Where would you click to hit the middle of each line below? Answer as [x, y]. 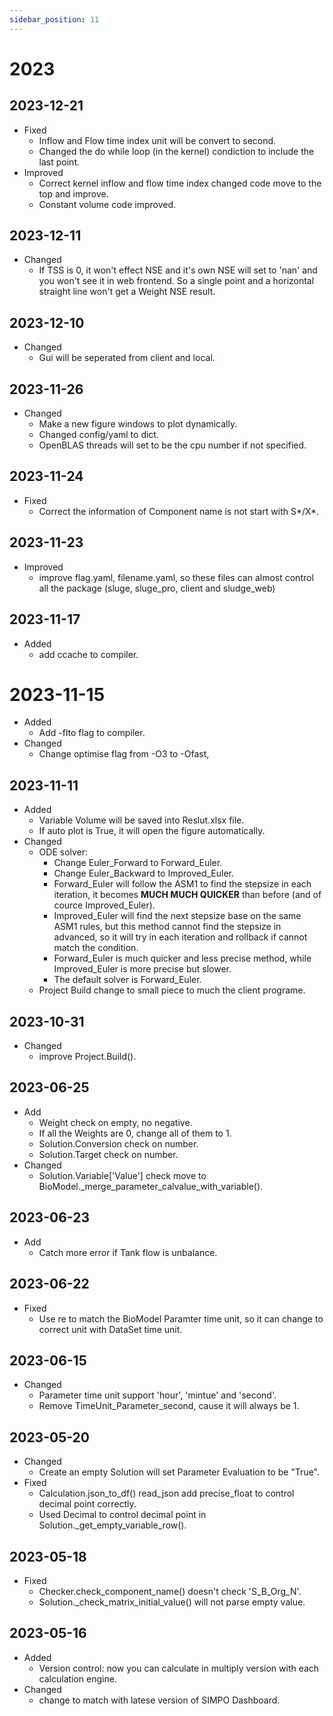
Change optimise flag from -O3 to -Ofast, [124, 754]
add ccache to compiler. [88, 654]
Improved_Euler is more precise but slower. [142, 969]
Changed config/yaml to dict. [98, 435]
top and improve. [73, 193]
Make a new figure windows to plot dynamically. [138, 424]
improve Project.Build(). [87, 1057]
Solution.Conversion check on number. [118, 1143]
